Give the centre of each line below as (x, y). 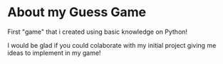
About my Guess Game (77, 12)
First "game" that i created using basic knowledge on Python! (97, 32)
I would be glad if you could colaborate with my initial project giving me (112, 45)
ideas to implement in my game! (54, 53)
